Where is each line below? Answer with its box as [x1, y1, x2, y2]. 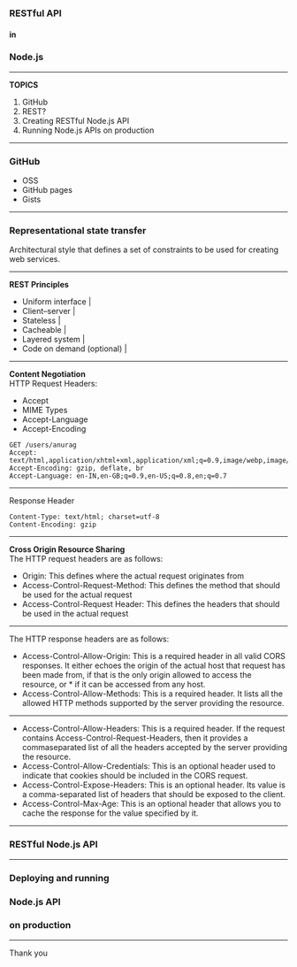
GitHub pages [21, 185, 73, 196]
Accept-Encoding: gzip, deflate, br [9, 464, 144, 473]
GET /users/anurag [9, 441, 77, 449]
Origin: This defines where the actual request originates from [21, 571, 245, 581]
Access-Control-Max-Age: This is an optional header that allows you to [21, 799, 281, 810]
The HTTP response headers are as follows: [9, 633, 170, 644]
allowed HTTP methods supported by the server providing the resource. [21, 698, 285, 709]
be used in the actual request [21, 609, 129, 619]
